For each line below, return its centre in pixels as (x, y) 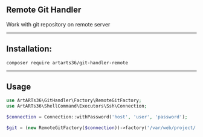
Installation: (29, 49)
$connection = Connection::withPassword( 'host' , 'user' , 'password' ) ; (97, 117)
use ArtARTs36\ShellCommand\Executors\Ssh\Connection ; (77, 106)
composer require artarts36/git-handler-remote (67, 62)
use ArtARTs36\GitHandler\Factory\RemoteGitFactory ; (74, 101)
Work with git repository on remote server (58, 24)
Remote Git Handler (44, 10)
